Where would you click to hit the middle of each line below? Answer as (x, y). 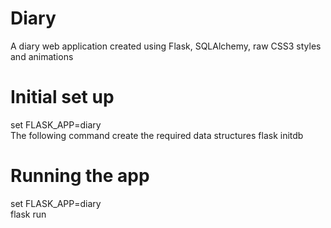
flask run (28, 214)
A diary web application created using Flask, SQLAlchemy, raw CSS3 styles (166, 46)
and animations (42, 56)
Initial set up (62, 97)
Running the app (80, 176)
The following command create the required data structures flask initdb (157, 135)
